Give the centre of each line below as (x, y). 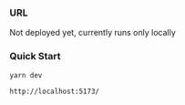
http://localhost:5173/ (55, 91)
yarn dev (26, 75)
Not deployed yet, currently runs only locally (92, 33)
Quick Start (35, 57)
